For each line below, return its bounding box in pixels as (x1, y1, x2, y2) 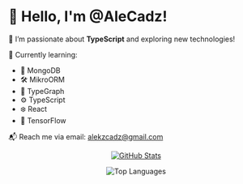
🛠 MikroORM (19, 75, 65, 84)
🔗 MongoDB (19, 65, 61, 75)
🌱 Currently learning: (8, 49, 79, 59)
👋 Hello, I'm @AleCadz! (8, 7, 168, 26)
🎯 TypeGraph (19, 86, 65, 96)
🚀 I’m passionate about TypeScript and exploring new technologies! (8, 34, 236, 44)
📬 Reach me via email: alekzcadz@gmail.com (8, 131, 164, 141)
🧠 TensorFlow (19, 115, 66, 125)
